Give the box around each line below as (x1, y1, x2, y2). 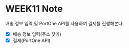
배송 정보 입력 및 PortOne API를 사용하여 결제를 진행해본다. (5, 20, 124, 26)
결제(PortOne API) (12, 37, 51, 43)
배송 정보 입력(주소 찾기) (12, 31, 61, 37)
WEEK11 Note (5, 3, 63, 15)
